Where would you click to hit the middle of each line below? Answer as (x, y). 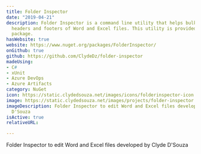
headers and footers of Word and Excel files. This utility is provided (104, 28)
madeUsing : (20, 61)
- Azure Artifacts (29, 84)
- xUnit (16, 73)
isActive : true (25, 117)
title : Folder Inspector (37, 12)
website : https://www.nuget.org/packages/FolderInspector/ (81, 45)
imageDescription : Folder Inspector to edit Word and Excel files (91, 106)
